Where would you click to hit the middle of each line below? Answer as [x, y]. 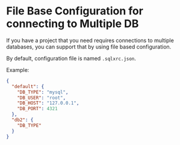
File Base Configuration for [75, 11]
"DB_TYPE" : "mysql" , [43, 92]
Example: [18, 70]
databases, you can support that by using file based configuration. [89, 47]
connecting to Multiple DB [73, 24]
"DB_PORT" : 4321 [38, 109]
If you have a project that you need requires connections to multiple [90, 40]
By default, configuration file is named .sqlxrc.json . [71, 58]
